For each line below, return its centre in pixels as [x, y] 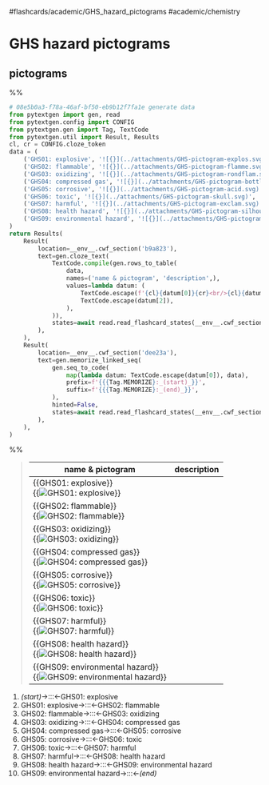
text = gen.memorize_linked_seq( [90, 360]
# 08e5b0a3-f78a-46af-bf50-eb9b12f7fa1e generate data [102, 107]
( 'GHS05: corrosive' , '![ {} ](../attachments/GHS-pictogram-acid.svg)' [143, 189]
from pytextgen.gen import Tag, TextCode [79, 130]
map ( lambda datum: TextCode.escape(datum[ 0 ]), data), [157, 375]
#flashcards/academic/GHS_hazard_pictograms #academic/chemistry [125, 12]
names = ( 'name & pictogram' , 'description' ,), [143, 278]
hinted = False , [75, 405]
